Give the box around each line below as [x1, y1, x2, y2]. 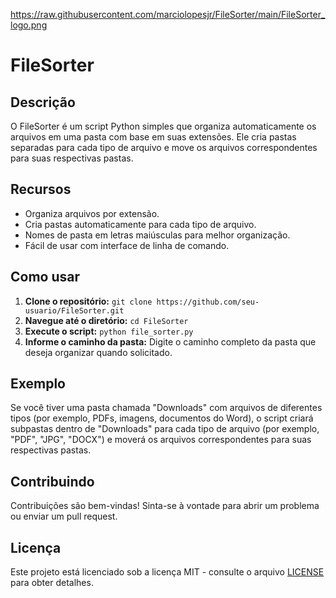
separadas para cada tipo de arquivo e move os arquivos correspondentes [10, 142, 318, 153]
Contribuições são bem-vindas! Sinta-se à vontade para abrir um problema [10, 500, 320, 512]
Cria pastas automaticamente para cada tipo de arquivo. [24, 218, 257, 230]
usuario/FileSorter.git [24, 305, 125, 316]
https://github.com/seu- [156, 297, 260, 307]
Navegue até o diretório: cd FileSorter [24, 314, 189, 326]
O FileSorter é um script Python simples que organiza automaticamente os [10, 120, 317, 132]
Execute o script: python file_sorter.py [24, 325, 194, 337]
